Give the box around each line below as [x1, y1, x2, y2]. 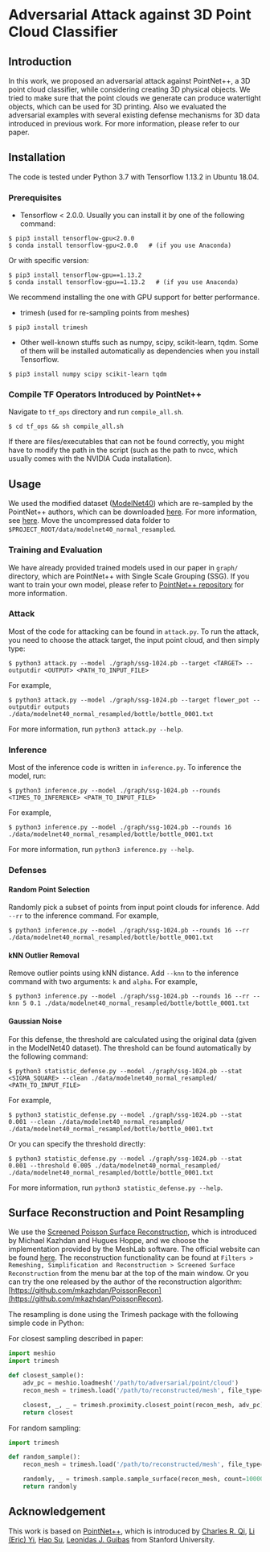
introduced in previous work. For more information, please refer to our [8, 119, 240, 128]
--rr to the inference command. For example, [8, 911, 159, 920]
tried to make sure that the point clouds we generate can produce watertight [8, 93, 261, 102]
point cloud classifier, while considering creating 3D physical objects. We [8, 84, 251, 94]
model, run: [8, 771, 47, 781]
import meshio [8, 1349, 56, 1357]
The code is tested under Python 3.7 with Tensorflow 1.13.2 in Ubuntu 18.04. [8, 171, 260, 182]
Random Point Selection [8, 884, 91, 894]
